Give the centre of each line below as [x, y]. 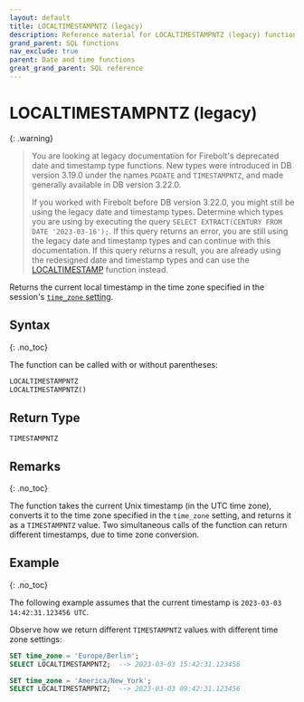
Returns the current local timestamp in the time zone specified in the [137, 287]
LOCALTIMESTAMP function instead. [100, 269]
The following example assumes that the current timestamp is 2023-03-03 [146, 602]
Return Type [45, 418]
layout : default [40, 18]
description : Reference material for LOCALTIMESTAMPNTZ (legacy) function [153, 34]
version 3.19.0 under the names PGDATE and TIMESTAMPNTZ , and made [157, 175]
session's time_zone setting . [62, 296]
